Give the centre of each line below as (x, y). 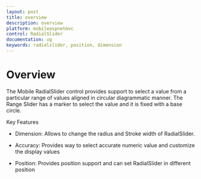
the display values (37, 151)
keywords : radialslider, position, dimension (64, 45)
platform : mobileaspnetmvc (40, 28)
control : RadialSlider (34, 34)
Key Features (22, 122)
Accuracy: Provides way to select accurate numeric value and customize (105, 145)
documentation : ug (29, 40)
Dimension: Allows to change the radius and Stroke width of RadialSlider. (105, 134)
